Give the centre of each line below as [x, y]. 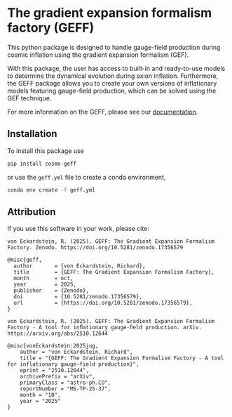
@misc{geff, [25, 260]
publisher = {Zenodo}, [52, 291]
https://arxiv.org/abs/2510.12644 [58, 334]
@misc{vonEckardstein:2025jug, [53, 346]
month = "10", [40, 395]
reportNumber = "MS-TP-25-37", [66, 389]
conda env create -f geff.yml [52, 190]
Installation [32, 134]
